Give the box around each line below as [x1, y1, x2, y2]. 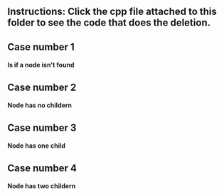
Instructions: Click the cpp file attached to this [7, 6, 217, 18]
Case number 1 [7, 40, 75, 53]
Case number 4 [7, 162, 77, 174]
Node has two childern [7, 182, 76, 190]
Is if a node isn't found [7, 60, 75, 70]
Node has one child [7, 141, 66, 150]
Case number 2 [7, 81, 77, 93]
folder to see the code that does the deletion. [7, 17, 211, 29]
